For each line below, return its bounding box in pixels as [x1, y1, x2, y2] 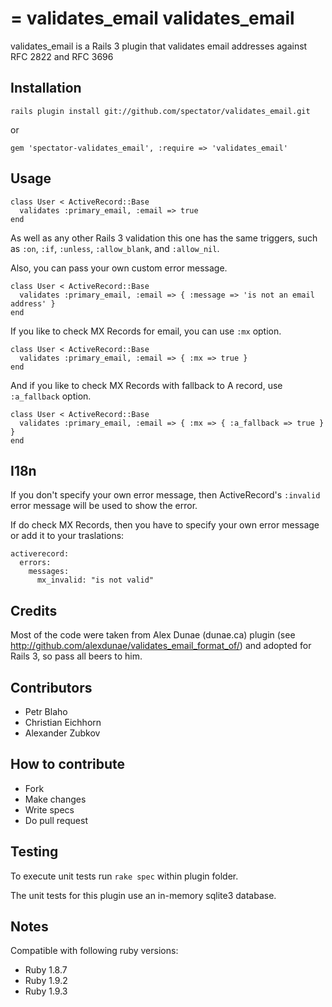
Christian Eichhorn [24, 717, 102, 728]
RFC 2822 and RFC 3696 [10, 50, 114, 62]
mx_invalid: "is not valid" [36, 575, 155, 586]
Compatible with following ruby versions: [10, 945, 179, 957]
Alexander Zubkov [24, 727, 101, 739]
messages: [28, 567, 70, 577]
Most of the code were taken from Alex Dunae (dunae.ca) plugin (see [10, 629, 296, 641]
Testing [10, 843, 59, 861]
